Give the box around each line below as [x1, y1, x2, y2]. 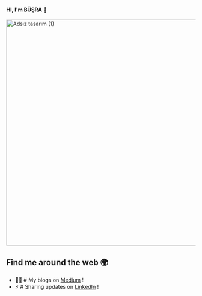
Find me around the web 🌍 [6, 257, 109, 268]
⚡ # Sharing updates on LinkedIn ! [14, 283, 99, 291]
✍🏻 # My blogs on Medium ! [14, 276, 84, 284]
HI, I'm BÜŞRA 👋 [6, 6, 47, 13]
